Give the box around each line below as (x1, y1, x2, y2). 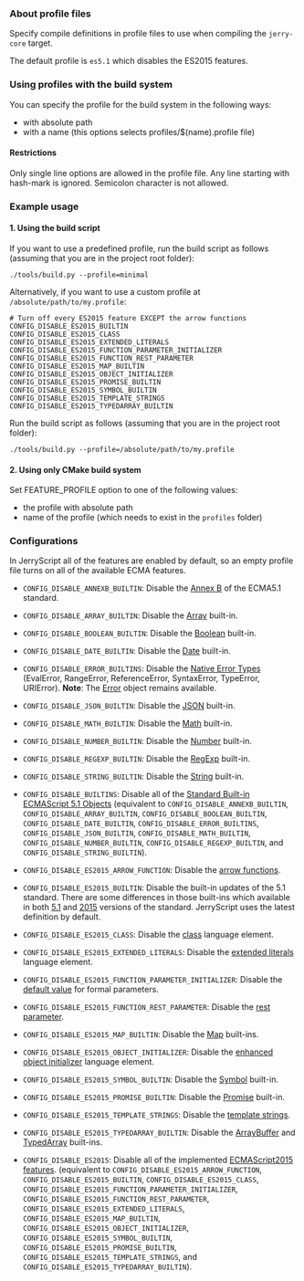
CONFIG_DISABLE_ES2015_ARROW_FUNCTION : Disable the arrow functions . (22, 865, 281, 876)
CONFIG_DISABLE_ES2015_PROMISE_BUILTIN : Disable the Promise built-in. (22, 1092, 286, 1103)
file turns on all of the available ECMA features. (9, 565, 186, 576)
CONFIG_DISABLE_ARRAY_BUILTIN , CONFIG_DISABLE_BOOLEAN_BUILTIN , (22, 808, 267, 819)
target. (27, 37, 53, 48)
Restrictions (9, 147, 58, 158)
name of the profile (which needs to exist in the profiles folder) (22, 512, 263, 523)
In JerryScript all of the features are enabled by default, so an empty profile (9, 555, 294, 566)
